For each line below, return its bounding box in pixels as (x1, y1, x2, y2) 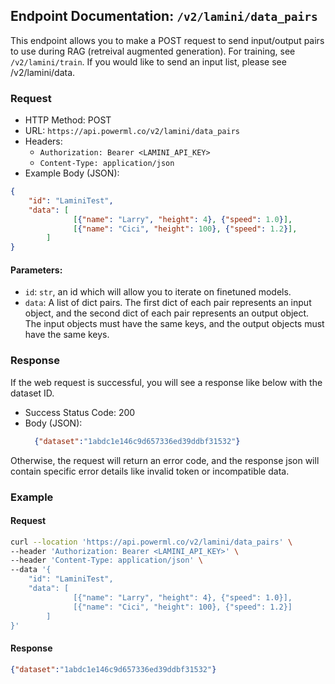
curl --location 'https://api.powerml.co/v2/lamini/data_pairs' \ (10, 537, 293, 547)
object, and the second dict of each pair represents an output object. (24, 307, 310, 319)
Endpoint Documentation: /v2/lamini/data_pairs (10, 8, 318, 25)
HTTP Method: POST (24, 114, 112, 126)
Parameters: (10, 264, 63, 276)
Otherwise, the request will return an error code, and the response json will (10, 454, 320, 466)
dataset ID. (10, 387, 55, 399)
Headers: (24, 135, 63, 148)
